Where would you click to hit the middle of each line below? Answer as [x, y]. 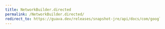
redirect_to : [18, 19]
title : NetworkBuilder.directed [38, 10]
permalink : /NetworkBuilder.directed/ [45, 14]
